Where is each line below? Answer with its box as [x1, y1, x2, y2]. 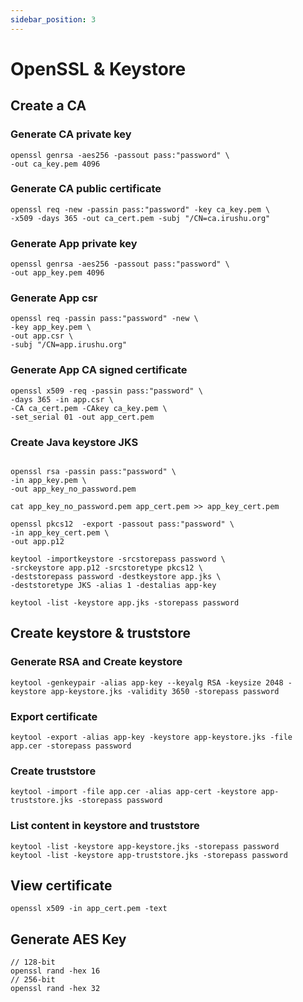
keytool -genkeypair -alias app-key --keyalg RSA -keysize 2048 [10, 677, 284, 688]
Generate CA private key [10, 127, 132, 141]
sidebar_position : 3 [10, 14, 97, 25]
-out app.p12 [10, 536, 65, 546]
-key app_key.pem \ [10, 322, 92, 333]
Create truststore [10, 764, 97, 778]
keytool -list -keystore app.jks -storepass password [10, 597, 240, 608]
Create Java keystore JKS [10, 435, 139, 449]
